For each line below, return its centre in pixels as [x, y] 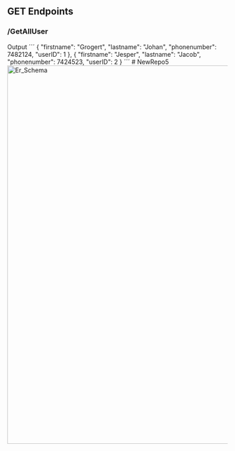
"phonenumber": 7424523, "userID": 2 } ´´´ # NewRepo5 [88, 62]
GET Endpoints [40, 12]
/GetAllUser [28, 32]
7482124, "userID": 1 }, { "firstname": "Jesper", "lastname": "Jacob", [104, 54]
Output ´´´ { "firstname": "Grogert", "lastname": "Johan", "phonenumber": [112, 47]
